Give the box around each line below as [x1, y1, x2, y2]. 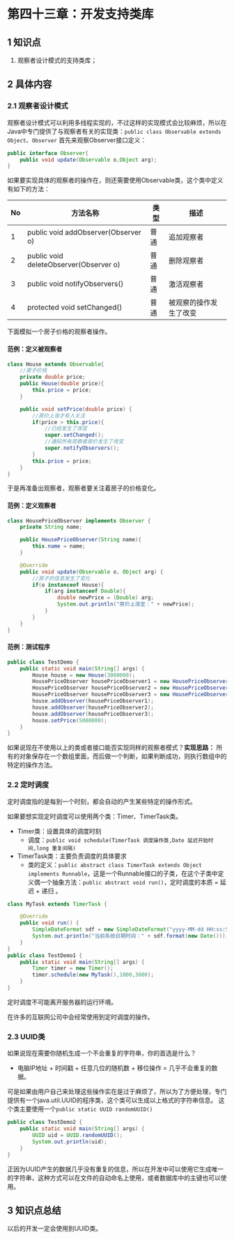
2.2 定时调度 [7, 780, 49, 790]
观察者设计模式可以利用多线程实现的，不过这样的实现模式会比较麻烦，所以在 [7, 118, 227, 126]
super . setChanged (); [44, 432, 104, 439]
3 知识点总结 [7, 1204, 61, 1216]
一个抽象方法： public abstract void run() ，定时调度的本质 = [40, 878, 219, 886]
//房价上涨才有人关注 [32, 412, 86, 419]
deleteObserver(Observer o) [27, 260, 120, 269]
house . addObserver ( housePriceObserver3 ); [32, 710, 155, 717]
